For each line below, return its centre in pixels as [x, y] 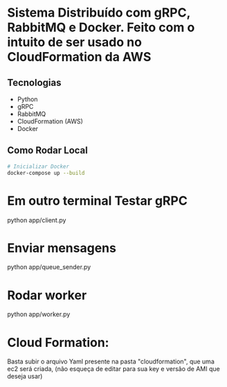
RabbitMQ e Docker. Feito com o [101, 27]
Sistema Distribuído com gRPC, [99, 13]
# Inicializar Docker [38, 166]
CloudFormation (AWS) [50, 121]
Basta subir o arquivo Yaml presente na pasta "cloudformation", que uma [111, 361]
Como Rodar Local [47, 150]
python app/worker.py [39, 314]
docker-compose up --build [46, 173]
